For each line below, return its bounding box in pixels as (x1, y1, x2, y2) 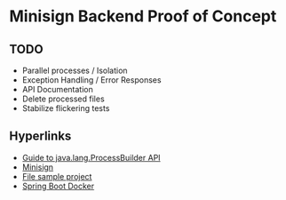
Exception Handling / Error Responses (21, 75, 162, 85)
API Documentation (21, 84, 93, 94)
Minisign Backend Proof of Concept (9, 6, 277, 27)
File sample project (21, 171, 92, 181)
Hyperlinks (9, 129, 72, 144)
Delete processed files (21, 93, 105, 104)
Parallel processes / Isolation (21, 65, 128, 76)
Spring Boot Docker (21, 180, 95, 191)
